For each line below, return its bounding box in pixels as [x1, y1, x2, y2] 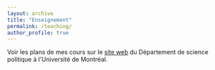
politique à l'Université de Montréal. [7, 56, 108, 64]
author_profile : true [7, 29, 69, 36]
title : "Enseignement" [7, 16, 72, 23]
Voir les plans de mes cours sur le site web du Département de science [7, 48, 209, 56]
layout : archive [7, 10, 54, 17]
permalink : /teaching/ [7, 23, 72, 30]
